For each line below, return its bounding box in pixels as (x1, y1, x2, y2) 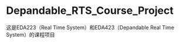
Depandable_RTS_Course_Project (6, 4, 174, 17)
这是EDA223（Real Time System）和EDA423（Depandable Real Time (6, 24, 175, 31)
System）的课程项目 (6, 31, 56, 38)
